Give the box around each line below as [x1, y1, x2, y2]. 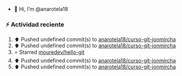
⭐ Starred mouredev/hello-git [13, 49, 85, 56]
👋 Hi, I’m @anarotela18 [13, 6, 68, 12]
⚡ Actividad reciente [5, 20, 65, 29]
